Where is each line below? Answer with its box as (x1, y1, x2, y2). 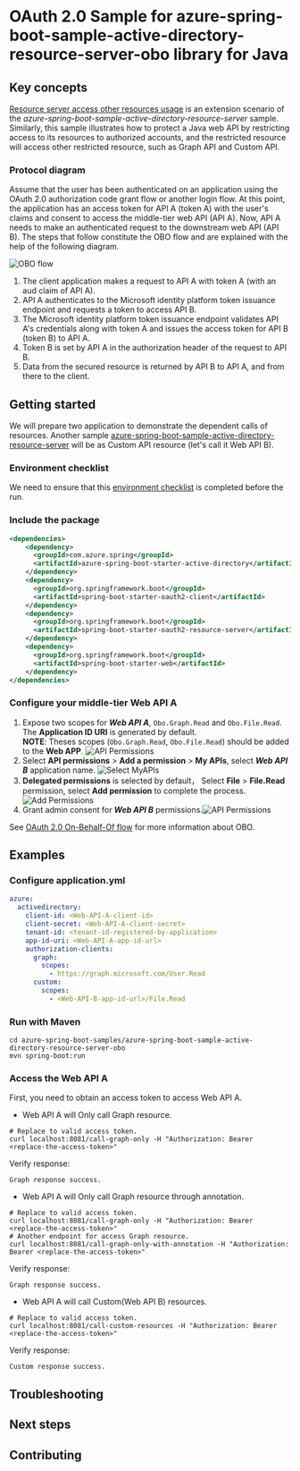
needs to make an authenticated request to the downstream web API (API (9, 222, 279, 233)
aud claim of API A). (21, 285, 96, 296)
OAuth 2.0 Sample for (9, 6, 173, 27)
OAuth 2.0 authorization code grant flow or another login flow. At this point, (9, 194, 286, 205)
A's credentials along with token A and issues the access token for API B (21, 324, 288, 334)
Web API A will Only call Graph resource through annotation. (21, 1191, 245, 1202)
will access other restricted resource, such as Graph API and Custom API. (9, 141, 280, 152)
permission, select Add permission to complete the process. (21, 785, 246, 796)
